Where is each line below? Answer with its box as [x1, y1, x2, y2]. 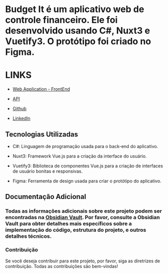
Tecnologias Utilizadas [5, 130, 78, 139]
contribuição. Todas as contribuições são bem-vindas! [5, 263, 118, 269]
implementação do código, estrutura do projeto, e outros [5, 227, 147, 234]
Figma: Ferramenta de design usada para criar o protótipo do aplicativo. [12, 178, 162, 184]
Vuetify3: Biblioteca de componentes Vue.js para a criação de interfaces [12, 163, 163, 169]
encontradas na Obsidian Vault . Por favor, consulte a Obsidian [5, 214, 160, 221]
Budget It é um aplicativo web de [5, 4, 144, 15]
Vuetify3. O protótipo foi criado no [5, 36, 151, 47]
